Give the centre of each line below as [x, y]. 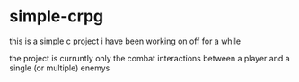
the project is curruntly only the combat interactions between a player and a [149, 58]
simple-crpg [57, 16]
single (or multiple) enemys [60, 68]
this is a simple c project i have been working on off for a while [125, 41]
